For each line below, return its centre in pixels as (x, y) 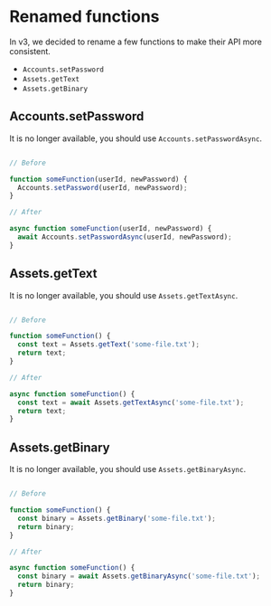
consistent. (30, 51)
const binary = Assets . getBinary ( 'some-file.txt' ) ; (117, 518)
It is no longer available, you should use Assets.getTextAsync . (124, 295)
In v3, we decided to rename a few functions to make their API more (135, 42)
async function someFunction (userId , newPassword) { (111, 229)
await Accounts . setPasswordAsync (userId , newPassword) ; (125, 237)
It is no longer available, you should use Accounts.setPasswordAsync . (136, 138)
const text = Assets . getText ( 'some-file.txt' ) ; (109, 345)
